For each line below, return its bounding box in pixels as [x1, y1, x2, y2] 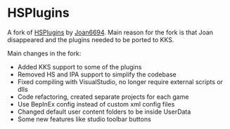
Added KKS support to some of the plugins [17, 62, 142, 71]
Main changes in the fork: [7, 49, 82, 57]
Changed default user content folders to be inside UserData [17, 107, 191, 116]
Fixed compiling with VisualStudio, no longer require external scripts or [17, 77, 224, 86]
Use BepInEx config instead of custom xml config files [17, 100, 175, 108]
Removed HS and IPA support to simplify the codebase [17, 70, 177, 79]
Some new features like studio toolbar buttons [17, 114, 151, 123]
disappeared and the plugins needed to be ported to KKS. [7, 35, 174, 43]
